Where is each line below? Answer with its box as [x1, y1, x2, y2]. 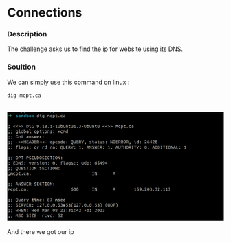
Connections [7, 5, 82, 21]
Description [7, 30, 47, 39]
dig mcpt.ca [7, 92, 41, 99]
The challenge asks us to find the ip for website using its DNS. [7, 45, 184, 53]
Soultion [7, 62, 36, 72]
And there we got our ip [7, 228, 74, 236]
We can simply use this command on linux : [7, 78, 130, 86]
